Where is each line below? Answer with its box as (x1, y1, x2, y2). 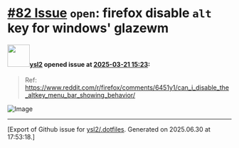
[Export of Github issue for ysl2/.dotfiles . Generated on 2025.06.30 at (7, 125, 211, 134)
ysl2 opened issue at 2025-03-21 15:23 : (29, 60, 151, 68)
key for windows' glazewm (7, 20, 169, 36)
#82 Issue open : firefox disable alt (7, 5, 212, 21)
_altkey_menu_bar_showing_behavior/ (24, 91, 136, 100)
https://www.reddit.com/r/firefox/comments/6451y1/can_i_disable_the (24, 83, 230, 92)
